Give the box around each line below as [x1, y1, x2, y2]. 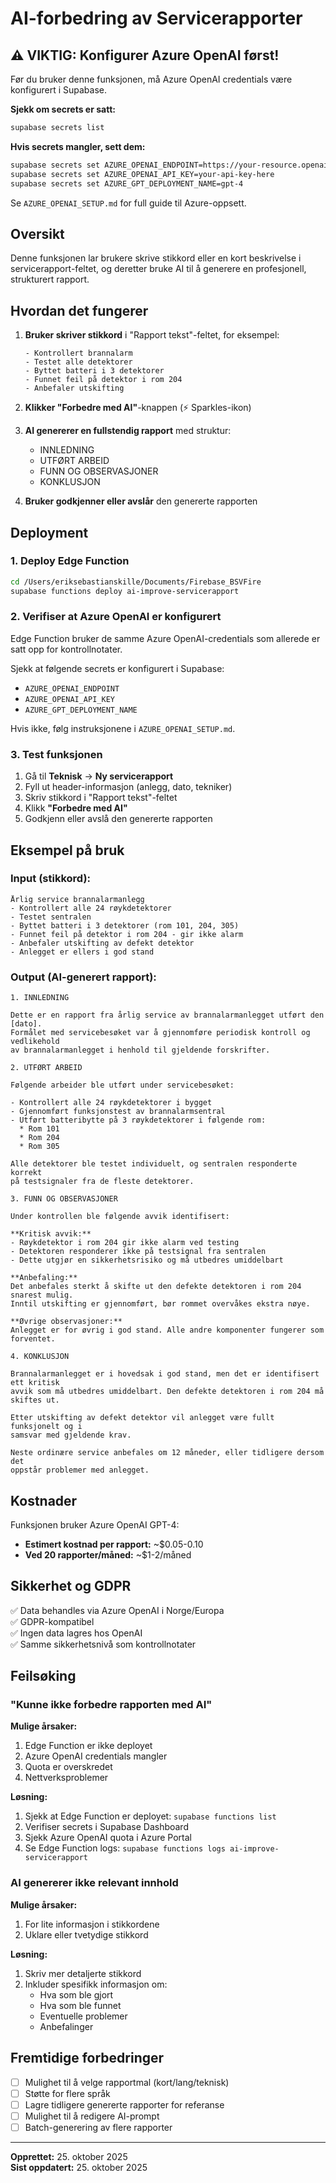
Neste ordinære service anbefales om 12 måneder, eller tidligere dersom [10, 1448, 325, 1458]
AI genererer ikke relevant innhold [10, 1876, 179, 1890]
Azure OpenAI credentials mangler [24, 1750, 168, 1762]
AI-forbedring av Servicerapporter [10, 7, 303, 30]
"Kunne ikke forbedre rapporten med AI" [10, 1698, 213, 1712]
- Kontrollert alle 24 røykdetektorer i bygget [10, 1098, 213, 1108]
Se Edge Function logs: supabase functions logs [24, 1842, 226, 1854]
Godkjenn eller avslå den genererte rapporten [24, 813, 213, 825]
